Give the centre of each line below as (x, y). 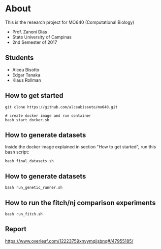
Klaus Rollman (27, 80)
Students (19, 58)
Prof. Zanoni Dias (30, 32)
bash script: (17, 152)
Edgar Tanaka (26, 75)
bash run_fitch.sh (24, 214)
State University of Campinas (42, 37)
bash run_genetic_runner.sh (34, 188)
